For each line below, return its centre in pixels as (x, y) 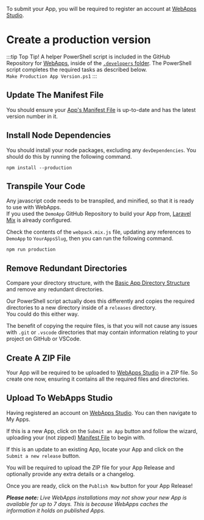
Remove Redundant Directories (67, 268)
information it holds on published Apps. (56, 510)
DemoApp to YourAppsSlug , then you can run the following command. (90, 238)
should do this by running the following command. (69, 156)
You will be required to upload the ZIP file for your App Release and (91, 467)
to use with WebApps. (34, 207)
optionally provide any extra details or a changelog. (71, 474)
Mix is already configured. (39, 220)
